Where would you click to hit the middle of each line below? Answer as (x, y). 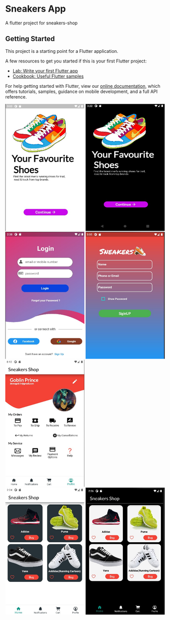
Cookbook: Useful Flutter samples (48, 76)
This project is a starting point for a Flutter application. (62, 51)
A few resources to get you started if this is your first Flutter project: (76, 61)
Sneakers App (36, 9)
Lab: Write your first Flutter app (45, 71)
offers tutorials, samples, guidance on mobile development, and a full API (81, 91)
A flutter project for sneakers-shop (41, 23)
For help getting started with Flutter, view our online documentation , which (83, 86)
